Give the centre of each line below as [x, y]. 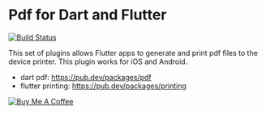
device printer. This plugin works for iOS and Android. [98, 61]
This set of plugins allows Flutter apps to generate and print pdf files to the [133, 53]
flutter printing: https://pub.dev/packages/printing [103, 86]
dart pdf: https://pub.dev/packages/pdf [86, 77]
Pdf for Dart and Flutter [88, 15]
